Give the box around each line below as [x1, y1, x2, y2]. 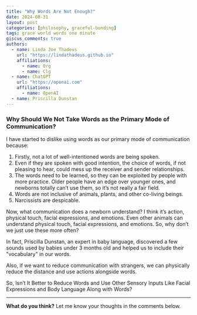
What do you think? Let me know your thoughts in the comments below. [6, 302, 181, 309]
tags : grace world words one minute [6, 30, 96, 36]
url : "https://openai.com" [16, 80, 83, 85]
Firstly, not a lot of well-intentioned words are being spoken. [14, 153, 160, 160]
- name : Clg [21, 69, 51, 74]
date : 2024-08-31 [6, 14, 49, 20]
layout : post [6, 19, 38, 25]
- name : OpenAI [21, 90, 59, 96]
